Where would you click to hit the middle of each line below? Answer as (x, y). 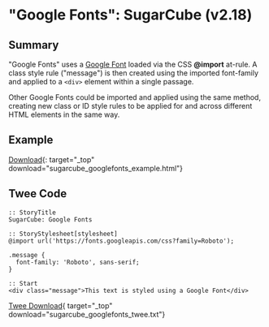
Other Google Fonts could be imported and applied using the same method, (135, 97)
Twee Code (38, 194)
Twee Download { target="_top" (61, 305)
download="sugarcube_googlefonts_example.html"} (96, 168)
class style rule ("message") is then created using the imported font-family (133, 73)
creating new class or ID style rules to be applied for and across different (130, 106)
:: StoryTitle (33, 213)
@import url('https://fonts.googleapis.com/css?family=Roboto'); (121, 241)
